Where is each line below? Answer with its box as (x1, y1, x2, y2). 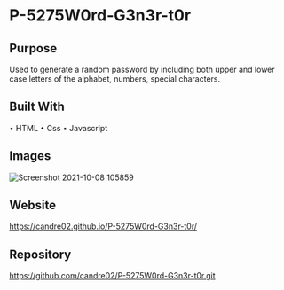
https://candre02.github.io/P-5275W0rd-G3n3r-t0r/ (9, 221, 198, 231)
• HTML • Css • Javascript (9, 122, 108, 133)
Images (9, 148, 51, 164)
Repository (9, 247, 72, 262)
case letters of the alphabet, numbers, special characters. (9, 74, 220, 84)
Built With (9, 99, 65, 114)
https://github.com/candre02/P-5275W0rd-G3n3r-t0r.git (9, 270, 216, 281)
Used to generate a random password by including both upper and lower (9, 64, 275, 74)
